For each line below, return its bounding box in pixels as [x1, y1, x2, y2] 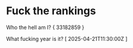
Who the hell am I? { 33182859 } [6, 24, 85, 31]
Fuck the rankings [6, 4, 96, 18]
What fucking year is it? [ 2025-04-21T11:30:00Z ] [6, 35, 128, 42]
